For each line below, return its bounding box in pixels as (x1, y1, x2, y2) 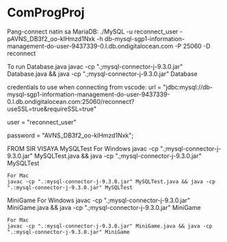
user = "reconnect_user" (7, 118, 77, 126)
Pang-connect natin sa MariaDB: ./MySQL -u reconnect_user (7, 27, 178, 36)
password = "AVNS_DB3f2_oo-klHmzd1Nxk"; (7, 131, 134, 139)
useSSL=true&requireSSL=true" (7, 105, 97, 113)
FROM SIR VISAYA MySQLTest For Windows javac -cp (7, 144, 159, 152)
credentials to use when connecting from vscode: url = (7, 83, 162, 91)
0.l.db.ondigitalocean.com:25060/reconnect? (7, 97, 135, 105)
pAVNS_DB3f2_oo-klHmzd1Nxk (7, 34, 96, 42)
